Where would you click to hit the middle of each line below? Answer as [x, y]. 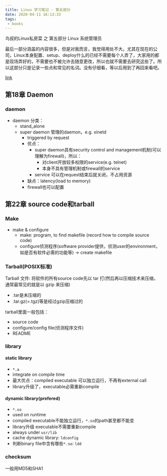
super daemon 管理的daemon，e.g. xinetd [63, 132]
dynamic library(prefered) [33, 398]
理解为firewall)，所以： [58, 156]
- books [15, 24]
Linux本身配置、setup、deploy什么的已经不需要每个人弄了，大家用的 [84, 55]
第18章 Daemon [29, 94]
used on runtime [29, 415]
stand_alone [32, 126]
